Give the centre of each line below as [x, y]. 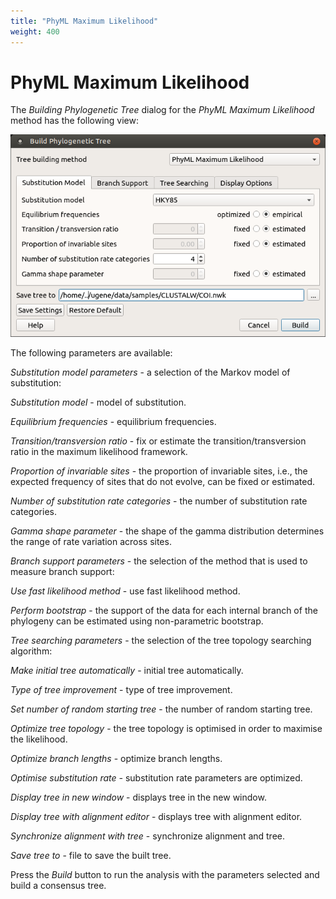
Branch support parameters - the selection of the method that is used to [159, 561]
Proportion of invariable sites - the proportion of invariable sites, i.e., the [159, 471]
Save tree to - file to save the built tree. [91, 856]
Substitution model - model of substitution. [98, 402]
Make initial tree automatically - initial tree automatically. [127, 671]
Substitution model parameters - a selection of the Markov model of [150, 372]
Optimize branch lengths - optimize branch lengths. [116, 759]
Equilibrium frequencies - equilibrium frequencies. [113, 422]
